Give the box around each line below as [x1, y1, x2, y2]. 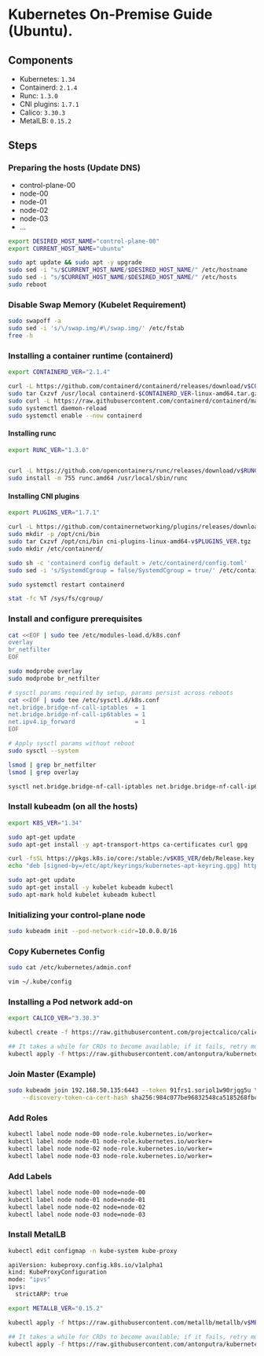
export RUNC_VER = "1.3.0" [8, 446, 90, 454]
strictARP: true [15, 1291, 68, 1299]
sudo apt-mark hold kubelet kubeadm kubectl [8, 891, 156, 898]
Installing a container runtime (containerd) [8, 350, 174, 361]
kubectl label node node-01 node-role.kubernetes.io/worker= [8, 1137, 213, 1145]
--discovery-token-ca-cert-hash [22, 1093, 128, 1101]
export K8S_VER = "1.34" [8, 819, 82, 827]
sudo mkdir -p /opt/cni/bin [8, 531, 101, 538]
